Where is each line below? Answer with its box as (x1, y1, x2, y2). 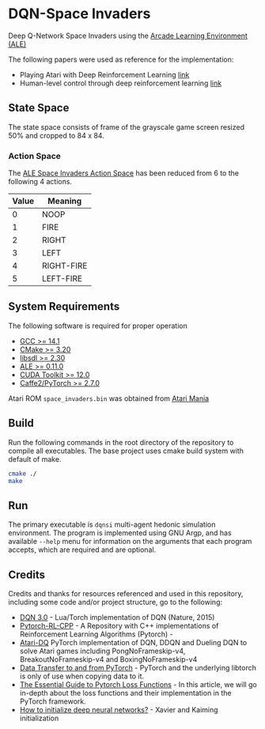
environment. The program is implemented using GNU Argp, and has (8, 528, 232, 538)
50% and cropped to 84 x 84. (8, 130, 104, 140)
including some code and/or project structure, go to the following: (8, 598, 223, 607)
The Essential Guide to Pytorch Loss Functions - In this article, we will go (19, 680, 257, 689)
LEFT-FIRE (42, 274, 83, 285)
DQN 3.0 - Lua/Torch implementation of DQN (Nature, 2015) (19, 613, 215, 622)
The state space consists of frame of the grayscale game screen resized (8, 122, 245, 131)
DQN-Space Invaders (8, 5, 151, 23)
